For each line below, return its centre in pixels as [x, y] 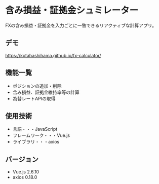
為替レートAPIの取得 [34, 98]
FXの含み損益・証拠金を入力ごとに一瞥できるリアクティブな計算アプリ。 [81, 25]
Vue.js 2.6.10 [26, 172]
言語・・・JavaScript [35, 129]
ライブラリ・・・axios [36, 142]
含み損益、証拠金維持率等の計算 [46, 92]
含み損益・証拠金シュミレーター [72, 10]
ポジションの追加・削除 [37, 86]
